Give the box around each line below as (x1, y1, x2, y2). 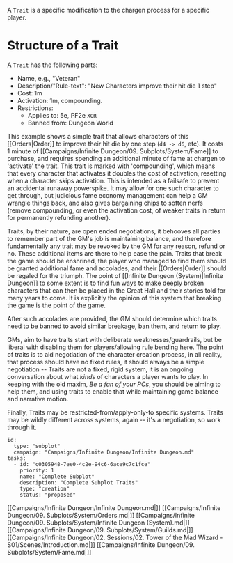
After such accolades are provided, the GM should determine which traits (7, 314, 218, 323)
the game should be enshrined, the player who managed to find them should (7, 256, 227, 265)
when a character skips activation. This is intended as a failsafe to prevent (7, 176, 220, 185)
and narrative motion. (7, 394, 69, 403)
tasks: (7, 454, 26, 462)
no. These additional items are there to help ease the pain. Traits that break (7, 249, 223, 257)
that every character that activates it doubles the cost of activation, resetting (7, 169, 227, 177)
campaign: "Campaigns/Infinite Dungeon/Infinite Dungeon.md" (13, 449, 195, 456)
